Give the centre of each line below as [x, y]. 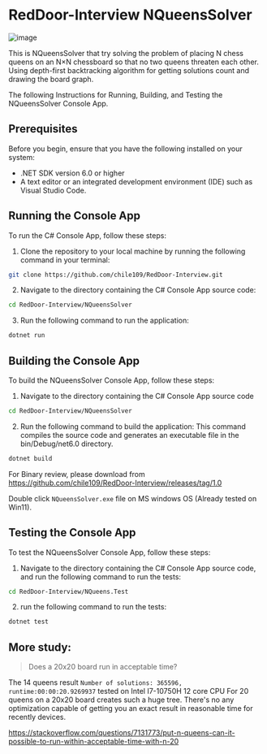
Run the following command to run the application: [104, 321]
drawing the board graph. [51, 79]
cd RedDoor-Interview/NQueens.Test [69, 591]
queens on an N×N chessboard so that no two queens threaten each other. [134, 62]
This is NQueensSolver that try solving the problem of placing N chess [126, 53]
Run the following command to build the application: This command [133, 426]
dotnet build [30, 458]
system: [22, 157]
